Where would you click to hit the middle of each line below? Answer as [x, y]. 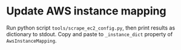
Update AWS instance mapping [86, 11]
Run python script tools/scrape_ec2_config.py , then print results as [91, 28]
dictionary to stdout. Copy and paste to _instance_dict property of [90, 34]
